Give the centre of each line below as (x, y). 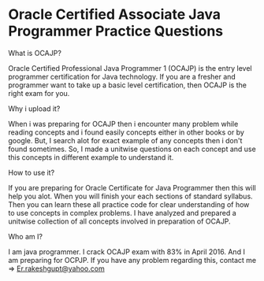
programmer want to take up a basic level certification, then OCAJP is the (127, 85)
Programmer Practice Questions (116, 31)
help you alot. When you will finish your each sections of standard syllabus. (131, 196)
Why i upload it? (34, 109)
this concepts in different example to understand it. (91, 157)
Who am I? (26, 236)
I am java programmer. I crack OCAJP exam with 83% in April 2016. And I (127, 251)
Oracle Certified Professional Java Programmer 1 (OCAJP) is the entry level (130, 68)
